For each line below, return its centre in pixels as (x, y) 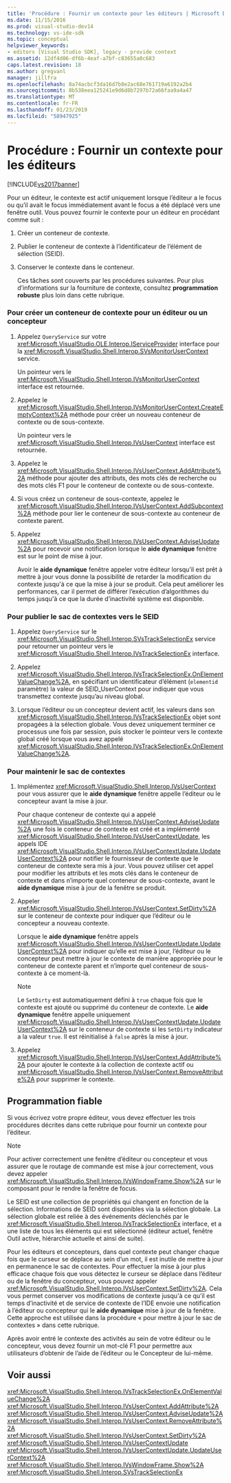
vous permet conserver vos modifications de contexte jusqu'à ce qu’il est (111, 1296)
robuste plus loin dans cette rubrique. (71, 295)
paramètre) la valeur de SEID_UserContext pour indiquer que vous (110, 689)
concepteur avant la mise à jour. (63, 801)
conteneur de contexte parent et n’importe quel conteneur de (104, 966)
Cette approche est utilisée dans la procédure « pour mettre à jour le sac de (114, 1318)
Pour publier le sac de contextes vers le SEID (83, 616)
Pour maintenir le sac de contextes (66, 772)
